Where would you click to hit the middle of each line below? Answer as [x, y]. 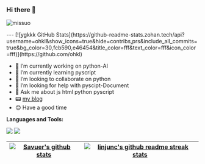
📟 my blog [29, 99]
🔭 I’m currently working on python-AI [62, 66]
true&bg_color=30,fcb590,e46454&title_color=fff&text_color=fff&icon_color [101, 48]
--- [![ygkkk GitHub [31, 35]
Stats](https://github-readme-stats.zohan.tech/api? [120, 35]
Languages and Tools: [35, 119]
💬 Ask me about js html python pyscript [65, 92]
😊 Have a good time [41, 108]
